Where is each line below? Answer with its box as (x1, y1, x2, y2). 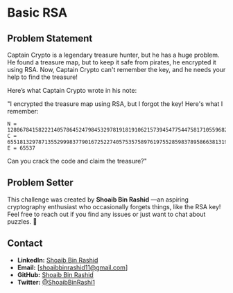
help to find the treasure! (7, 73, 78, 81)
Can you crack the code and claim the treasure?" (7, 157, 148, 165)
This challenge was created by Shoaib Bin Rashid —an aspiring (7, 195, 189, 204)
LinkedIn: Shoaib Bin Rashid (17, 256, 98, 264)
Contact (7, 238, 43, 249)
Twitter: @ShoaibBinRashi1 (17, 278, 96, 286)
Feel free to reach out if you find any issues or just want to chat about (7, 210, 206, 218)
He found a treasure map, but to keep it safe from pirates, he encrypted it (7, 58, 216, 66)
